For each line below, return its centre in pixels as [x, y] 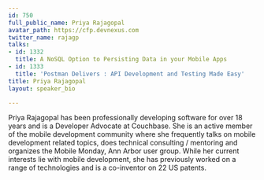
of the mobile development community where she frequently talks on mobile [132, 134]
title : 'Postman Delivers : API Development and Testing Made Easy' [130, 74]
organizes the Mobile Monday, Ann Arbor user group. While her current [124, 151]
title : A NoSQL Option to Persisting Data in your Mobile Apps [121, 60]
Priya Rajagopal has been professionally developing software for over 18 [125, 118]
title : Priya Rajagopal [47, 81]
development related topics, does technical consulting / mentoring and [123, 143]
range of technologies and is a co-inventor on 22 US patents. [108, 168]
